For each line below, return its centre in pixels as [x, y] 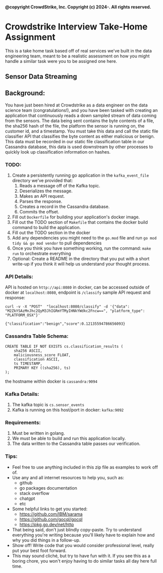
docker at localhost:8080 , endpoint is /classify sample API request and [78, 292]
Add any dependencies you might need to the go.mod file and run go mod [84, 238]
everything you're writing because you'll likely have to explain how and [83, 535]
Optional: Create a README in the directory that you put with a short [81, 259]
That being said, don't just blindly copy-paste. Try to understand [77, 529]
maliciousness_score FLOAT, [42, 355]
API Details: [19, 276]
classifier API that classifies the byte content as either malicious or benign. [80, 136]
